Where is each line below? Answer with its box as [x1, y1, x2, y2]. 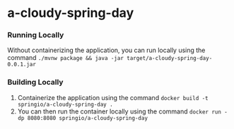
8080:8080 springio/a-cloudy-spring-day [27, 114, 148, 121]
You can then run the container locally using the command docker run [17, 107, 221, 116]
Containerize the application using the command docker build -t [17, 93, 209, 102]
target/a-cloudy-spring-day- [127, 55, 213, 62]
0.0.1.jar [7, 61, 37, 68]
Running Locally [7, 30, 64, 40]
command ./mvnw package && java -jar [7, 54, 124, 62]
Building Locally [7, 78, 64, 87]
